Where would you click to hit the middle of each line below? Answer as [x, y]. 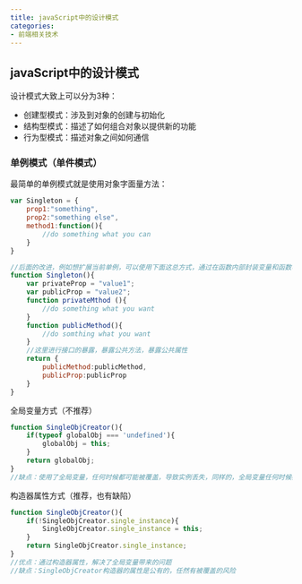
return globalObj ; [60, 461]
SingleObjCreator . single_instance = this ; [123, 529]
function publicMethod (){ [75, 325]
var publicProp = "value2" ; [78, 292]
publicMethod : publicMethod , [95, 367]
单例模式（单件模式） [56, 163]
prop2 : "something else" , [73, 218]
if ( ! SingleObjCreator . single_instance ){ [103, 520]
